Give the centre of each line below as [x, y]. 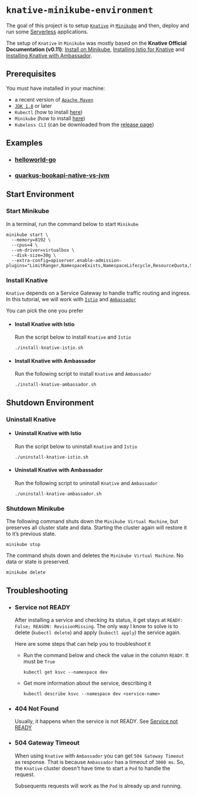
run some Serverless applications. [47, 32]
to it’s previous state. [31, 534]
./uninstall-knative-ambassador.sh [58, 494]
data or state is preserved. [38, 562]
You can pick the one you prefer [45, 311]
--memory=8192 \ [31, 240]
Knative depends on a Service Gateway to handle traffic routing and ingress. [98, 293]
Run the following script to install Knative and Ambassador [83, 374]
